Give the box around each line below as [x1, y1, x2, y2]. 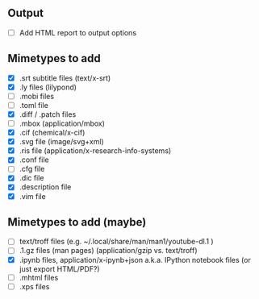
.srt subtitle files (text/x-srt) [19, 73, 111, 83]
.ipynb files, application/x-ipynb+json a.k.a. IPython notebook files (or [19, 255, 251, 264]
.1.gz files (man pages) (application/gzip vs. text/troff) [19, 246, 198, 255]
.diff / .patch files [19, 109, 77, 119]
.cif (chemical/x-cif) [19, 128, 86, 138]
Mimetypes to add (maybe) [7, 215, 147, 229]
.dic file [19, 173, 44, 183]
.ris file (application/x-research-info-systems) [19, 146, 172, 156]
